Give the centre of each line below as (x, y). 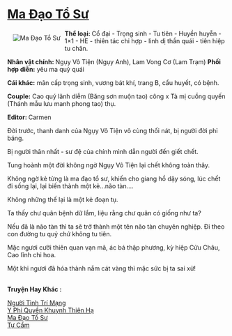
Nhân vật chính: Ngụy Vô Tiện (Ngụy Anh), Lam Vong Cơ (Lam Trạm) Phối (114, 61)
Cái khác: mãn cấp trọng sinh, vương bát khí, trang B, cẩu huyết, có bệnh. (113, 82)
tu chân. (76, 48)
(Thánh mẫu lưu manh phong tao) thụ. (62, 103)
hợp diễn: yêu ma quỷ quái (46, 69)
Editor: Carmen (29, 117)
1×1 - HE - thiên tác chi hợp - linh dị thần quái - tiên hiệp (145, 40)
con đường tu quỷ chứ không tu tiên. (60, 234)
